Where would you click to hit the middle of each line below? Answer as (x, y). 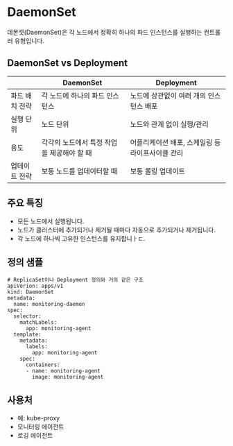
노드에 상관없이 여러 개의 (168, 96)
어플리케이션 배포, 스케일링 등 (175, 142)
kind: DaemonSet (31, 292)
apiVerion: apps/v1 (35, 286)
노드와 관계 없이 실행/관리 (170, 124)
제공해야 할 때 (71, 153)
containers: (43, 365)
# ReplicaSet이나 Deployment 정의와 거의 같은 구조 (75, 280)
